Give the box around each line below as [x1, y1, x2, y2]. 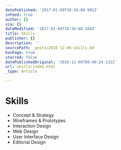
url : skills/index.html [5, 64, 56, 69]
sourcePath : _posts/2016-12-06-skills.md [5, 45, 95, 50]
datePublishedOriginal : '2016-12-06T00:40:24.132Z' [5, 59, 117, 65]
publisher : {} [5, 36, 36, 41]
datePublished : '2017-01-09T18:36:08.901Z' [5, 7, 99, 13]
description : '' [5, 41, 40, 46]
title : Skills [5, 31, 36, 36]
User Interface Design [12, 133, 59, 140]
